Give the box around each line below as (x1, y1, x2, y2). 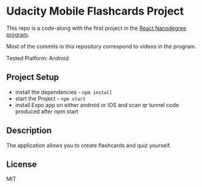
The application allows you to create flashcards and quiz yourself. (6, 141, 172, 149)
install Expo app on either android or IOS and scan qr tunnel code (15, 101, 179, 108)
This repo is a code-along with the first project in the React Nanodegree (6, 24, 187, 32)
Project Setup (6, 72, 60, 83)
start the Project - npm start (15, 94, 86, 102)
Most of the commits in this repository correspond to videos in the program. (6, 43, 197, 50)
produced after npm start (15, 108, 78, 115)
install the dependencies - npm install (15, 88, 113, 96)
